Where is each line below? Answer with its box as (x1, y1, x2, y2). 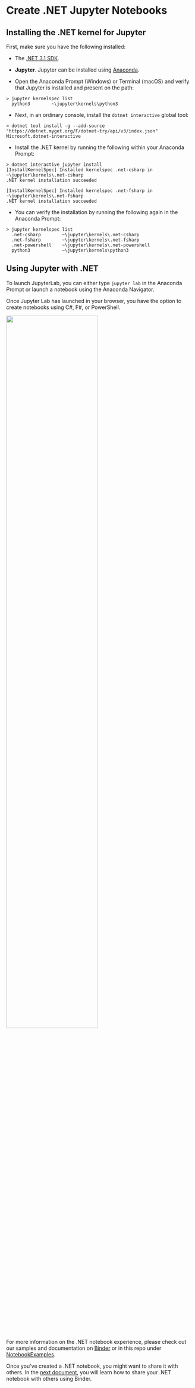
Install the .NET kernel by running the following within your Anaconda (14, 144, 184, 151)
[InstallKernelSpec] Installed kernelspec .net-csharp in (6, 167, 153, 173)
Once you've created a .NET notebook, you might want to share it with (6, 1362, 178, 1370)
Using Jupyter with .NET (6, 264, 99, 274)
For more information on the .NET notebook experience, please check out (6, 1338, 187, 1345)
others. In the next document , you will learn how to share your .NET (6, 1368, 171, 1375)
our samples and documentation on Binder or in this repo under (6, 1344, 162, 1352)
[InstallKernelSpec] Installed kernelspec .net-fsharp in (6, 188, 153, 194)
